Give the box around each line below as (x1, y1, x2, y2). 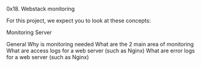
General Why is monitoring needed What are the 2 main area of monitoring (6, 41, 194, 48)
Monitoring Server (6, 29, 52, 36)
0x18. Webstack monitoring (6, 5, 75, 12)
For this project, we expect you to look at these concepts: (6, 17, 151, 24)
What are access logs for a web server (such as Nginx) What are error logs (6, 47, 196, 54)
